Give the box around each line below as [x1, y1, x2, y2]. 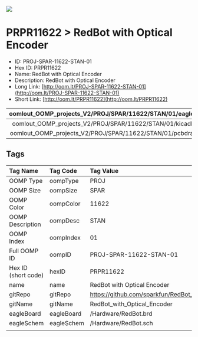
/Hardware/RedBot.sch [90, 319, 153, 327]
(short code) [9, 271, 44, 279]
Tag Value [90, 166, 119, 175]
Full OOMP [9, 247, 39, 255]
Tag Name [9, 166, 38, 175]
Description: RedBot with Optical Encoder [14, 77, 116, 84]
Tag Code [49, 166, 78, 175]
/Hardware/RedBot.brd [90, 309, 153, 318]
